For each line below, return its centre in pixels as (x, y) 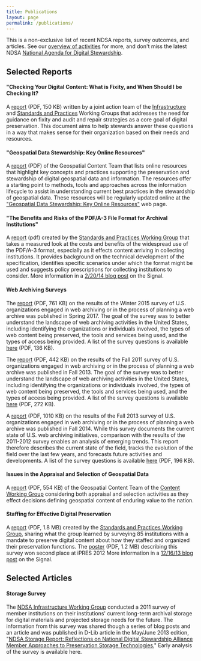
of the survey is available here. (44, 651)
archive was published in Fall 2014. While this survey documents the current (100, 428)
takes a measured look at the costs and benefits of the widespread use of (97, 244)
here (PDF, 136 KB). (31, 348)
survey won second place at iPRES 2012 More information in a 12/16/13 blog (100, 553)
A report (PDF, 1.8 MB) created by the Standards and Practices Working (94, 527)
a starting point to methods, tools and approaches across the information (97, 185)
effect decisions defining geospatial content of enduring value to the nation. (100, 500)
